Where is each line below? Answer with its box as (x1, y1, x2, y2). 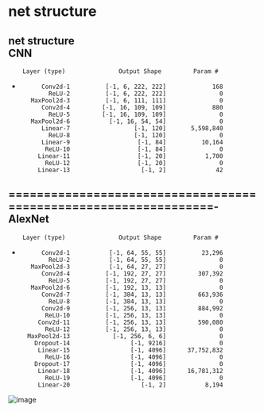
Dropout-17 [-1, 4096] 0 (34, 360, 223, 368)
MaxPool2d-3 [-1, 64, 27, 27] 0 (30, 263, 223, 271)
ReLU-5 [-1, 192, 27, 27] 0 (49, 276, 223, 284)
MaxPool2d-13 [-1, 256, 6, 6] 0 (27, 332, 223, 340)
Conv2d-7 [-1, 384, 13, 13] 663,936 (41, 291, 223, 298)
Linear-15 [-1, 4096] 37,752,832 (37, 346, 223, 354)
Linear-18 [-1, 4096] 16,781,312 (37, 367, 223, 375)
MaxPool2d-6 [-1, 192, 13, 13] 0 (30, 283, 223, 291)
